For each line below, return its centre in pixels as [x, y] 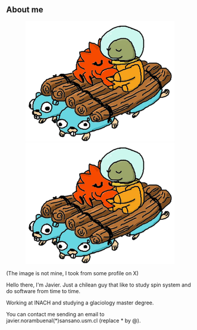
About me [25, 10]
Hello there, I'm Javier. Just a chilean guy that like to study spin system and [99, 285]
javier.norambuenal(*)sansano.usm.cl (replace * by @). [74, 320]
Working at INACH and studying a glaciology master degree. [80, 303]
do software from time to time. [43, 291]
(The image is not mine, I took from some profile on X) [72, 273]
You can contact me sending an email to [55, 315]
